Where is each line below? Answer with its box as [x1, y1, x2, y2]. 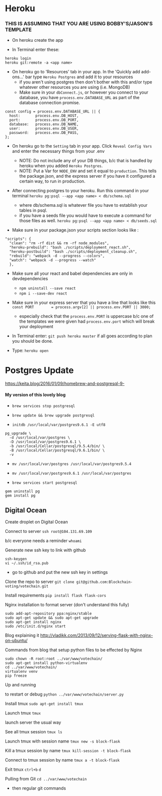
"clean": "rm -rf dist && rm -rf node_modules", [9, 241, 109, 246]
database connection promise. [19, 100, 80, 106]
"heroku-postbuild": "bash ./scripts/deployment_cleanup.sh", [9, 249, 137, 254]
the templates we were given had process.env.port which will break [19, 318, 155, 324]
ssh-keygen [5, 557, 27, 562]
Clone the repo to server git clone [5, 579, 74, 585]
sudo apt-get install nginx [5, 620, 62, 625]
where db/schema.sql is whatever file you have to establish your [19, 202, 147, 208]
